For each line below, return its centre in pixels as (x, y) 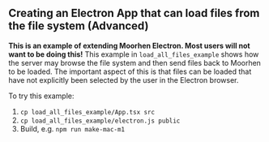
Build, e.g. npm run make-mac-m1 (73, 128)
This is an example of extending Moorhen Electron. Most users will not (129, 45)
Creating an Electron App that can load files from (134, 13)
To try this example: (41, 96)
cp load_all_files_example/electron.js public (100, 121)
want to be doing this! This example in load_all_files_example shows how (134, 54)
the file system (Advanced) (79, 26)
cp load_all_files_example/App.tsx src (88, 112)
